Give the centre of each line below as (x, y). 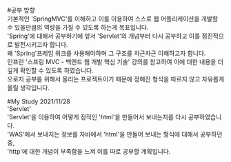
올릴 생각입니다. (29, 88)
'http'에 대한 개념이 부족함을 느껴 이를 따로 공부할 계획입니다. (89, 151)
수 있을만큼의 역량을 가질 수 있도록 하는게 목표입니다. (78, 27)
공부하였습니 (205, 117)
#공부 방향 (21, 10)
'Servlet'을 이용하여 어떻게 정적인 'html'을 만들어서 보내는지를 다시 (97, 117)
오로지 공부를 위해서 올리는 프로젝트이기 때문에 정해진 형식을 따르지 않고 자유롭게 (116, 79)
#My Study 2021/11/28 (39, 101)
